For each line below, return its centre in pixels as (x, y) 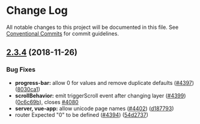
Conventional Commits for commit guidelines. (62, 33)
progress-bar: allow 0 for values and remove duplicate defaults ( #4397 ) (104, 82)
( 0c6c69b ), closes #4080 (47, 102)
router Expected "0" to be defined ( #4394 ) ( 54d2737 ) (82, 114)
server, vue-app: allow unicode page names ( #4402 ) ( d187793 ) (94, 108)
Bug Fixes (21, 70)
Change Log (37, 11)
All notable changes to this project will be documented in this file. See (92, 27)
